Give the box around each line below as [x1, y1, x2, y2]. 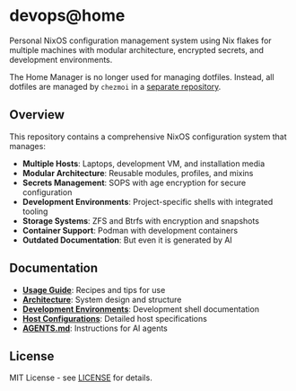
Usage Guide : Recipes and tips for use [22, 284, 166, 295]
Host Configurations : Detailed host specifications [22, 313, 208, 324]
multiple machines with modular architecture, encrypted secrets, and [9, 44, 265, 55]
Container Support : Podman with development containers [22, 225, 239, 235]
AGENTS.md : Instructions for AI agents [22, 323, 168, 333]
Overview [9, 107, 65, 122]
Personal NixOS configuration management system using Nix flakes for [9, 35, 272, 46]
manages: [9, 140, 47, 151]
